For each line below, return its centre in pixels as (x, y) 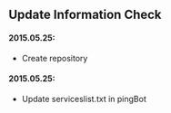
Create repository (55, 58)
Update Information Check (85, 15)
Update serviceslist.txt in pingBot (84, 99)
